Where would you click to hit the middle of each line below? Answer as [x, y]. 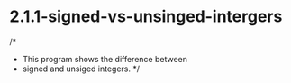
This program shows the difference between [105, 59]
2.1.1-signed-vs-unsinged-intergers [146, 17]
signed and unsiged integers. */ [81, 69]
